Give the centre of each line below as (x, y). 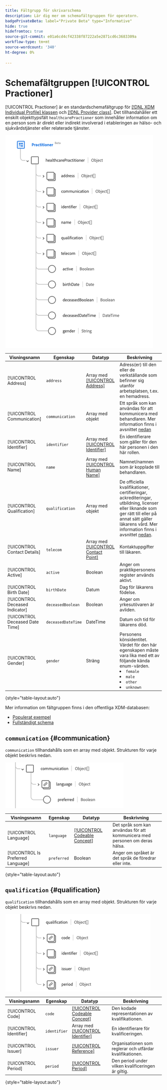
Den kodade (124, 1009)
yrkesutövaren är (137, 605)
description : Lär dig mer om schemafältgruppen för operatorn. (72, 16)
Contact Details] (24, 552)
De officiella (132, 482)
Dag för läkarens (136, 587)
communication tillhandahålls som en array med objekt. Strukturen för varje (81, 750)
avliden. (127, 610)
